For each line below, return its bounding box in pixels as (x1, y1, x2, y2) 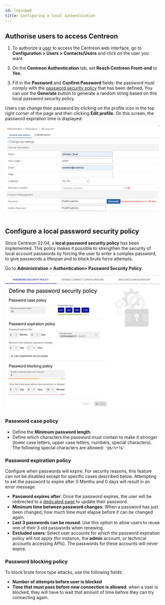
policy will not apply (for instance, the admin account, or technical (12, 535, 146, 541)
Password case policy (5, 418, 58, 425)
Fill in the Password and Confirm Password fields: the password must (12, 80, 155, 86)
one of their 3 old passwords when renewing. (12, 525, 104, 531)
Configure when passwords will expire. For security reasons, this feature (5, 468, 152, 474)
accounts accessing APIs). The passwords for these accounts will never (12, 540, 158, 546)
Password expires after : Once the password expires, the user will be (12, 493, 152, 499)
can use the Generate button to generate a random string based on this (12, 90, 157, 96)
